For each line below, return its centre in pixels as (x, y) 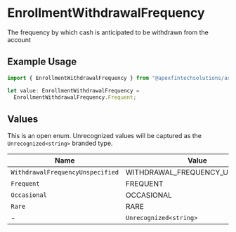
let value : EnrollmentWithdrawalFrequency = (73, 90)
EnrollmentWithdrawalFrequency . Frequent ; (75, 97)
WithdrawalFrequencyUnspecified (65, 172)
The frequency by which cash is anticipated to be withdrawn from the (108, 32)
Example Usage (42, 62)
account (19, 39)
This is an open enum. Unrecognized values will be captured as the (105, 136)
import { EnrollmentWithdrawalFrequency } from (78, 78)
